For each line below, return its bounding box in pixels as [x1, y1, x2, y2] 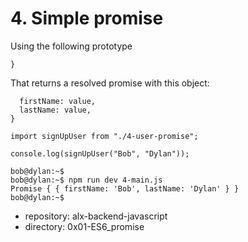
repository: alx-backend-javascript [24, 210, 168, 222]
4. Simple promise [10, 7, 164, 30]
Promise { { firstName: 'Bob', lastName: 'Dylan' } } [10, 183, 240, 194]
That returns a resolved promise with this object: [10, 77, 210, 89]
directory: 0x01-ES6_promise [24, 220, 145, 232]
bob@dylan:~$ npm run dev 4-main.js [10, 175, 163, 185]
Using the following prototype [10, 40, 133, 52]
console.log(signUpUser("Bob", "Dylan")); [10, 148, 190, 159]
